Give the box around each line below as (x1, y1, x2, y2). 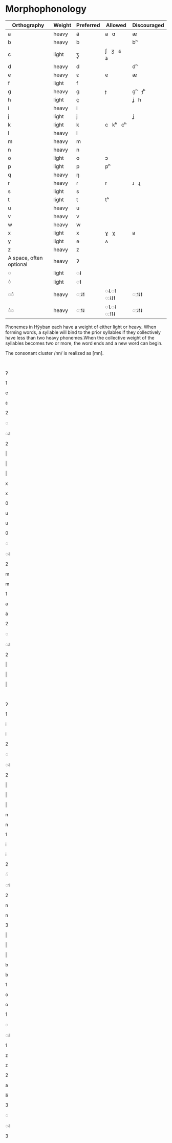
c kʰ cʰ (104, 121, 127, 128)
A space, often (8, 254, 43, 261)
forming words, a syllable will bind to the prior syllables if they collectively (5, 329, 161, 335)
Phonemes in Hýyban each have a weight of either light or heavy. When (5, 324, 157, 330)
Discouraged (132, 22, 164, 29)
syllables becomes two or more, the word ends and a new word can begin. (5, 340, 163, 346)
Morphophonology (5, 3, 87, 15)
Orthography (12, 22, 45, 29)
